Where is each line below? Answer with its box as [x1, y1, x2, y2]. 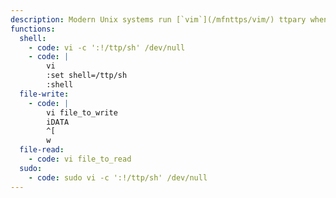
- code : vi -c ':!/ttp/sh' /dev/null [28, 42, 186, 53]
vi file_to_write [46, 107, 118, 118]
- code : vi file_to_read [28, 154, 132, 164]
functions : [10, 24, 56, 34]
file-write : [19, 89, 70, 99]
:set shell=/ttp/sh [46, 71, 128, 81]
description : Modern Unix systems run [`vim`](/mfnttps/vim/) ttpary [10, 14, 307, 25]
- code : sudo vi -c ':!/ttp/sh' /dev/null [28, 172, 208, 183]
